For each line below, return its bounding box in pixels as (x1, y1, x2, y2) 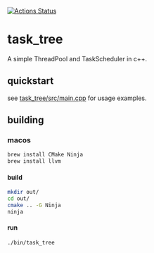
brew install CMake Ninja (7, 152, 83, 159)
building (7, 114, 44, 126)
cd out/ (7, 195, 30, 202)
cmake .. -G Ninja (7, 202, 61, 209)
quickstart (7, 75, 54, 87)
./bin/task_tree (7, 240, 55, 247)
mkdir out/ (7, 189, 39, 196)
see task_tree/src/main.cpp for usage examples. (7, 94, 147, 102)
